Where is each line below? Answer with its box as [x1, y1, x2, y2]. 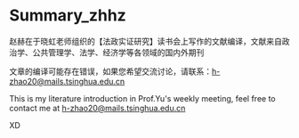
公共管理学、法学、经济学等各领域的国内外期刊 [32, 46, 205, 58]
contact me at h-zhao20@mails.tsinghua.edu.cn [9, 102, 186, 113]
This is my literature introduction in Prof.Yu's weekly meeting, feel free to [9, 93, 276, 103]
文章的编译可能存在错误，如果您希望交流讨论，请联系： [9, 66, 212, 77]
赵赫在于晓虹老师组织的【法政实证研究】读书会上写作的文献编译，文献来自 [9, 36, 282, 46]
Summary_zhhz [9, 5, 126, 26]
